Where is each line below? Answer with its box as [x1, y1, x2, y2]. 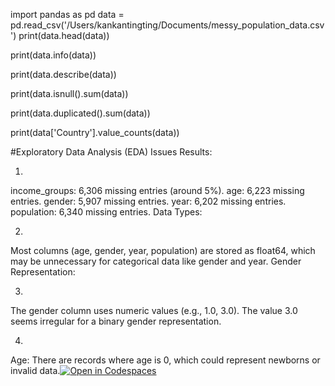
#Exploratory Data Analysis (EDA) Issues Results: [10, 146, 213, 158]
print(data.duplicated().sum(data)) [10, 107, 151, 119]
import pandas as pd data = [10, 9, 125, 20]
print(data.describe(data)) [10, 69, 117, 80]
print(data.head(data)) [18, 30, 110, 41]
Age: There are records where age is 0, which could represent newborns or [10, 354, 321, 366]
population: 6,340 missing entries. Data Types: [10, 206, 203, 218]
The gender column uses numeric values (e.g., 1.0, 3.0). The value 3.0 [10, 305, 298, 316]
